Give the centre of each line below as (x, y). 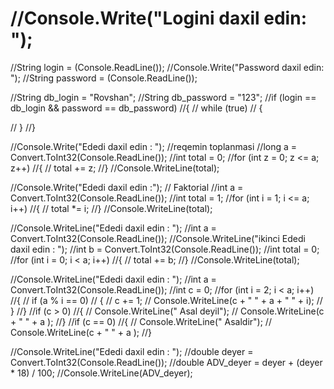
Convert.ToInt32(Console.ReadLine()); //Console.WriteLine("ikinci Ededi (158, 238)
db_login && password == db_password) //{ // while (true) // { (136, 108)
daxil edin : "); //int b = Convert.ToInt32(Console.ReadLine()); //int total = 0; (165, 249)
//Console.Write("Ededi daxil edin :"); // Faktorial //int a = (127, 187)
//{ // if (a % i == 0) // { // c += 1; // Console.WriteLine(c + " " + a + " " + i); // (166, 300)
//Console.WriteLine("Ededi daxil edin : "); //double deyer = (132, 351)
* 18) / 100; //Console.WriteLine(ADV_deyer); (101, 373)
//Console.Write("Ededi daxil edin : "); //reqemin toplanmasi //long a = (154, 146)
